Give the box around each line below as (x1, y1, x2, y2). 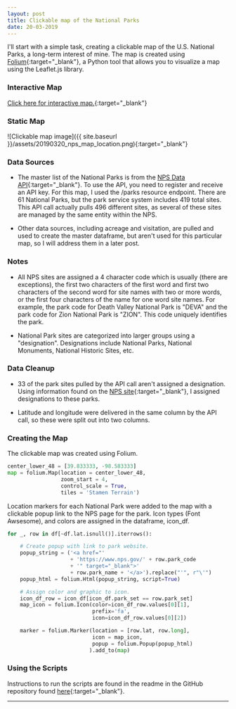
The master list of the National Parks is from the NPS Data (17, 173, 185, 181)
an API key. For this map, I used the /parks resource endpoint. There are (17, 188, 226, 197)
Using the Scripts (7, 663, 68, 673)
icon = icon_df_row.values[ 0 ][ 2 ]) (92, 615, 188, 622)
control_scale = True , (60, 483, 128, 490)
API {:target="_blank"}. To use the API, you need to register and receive (17, 181, 223, 189)
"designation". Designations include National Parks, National (17, 338, 192, 347)
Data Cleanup (7, 364, 55, 373)
